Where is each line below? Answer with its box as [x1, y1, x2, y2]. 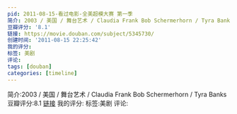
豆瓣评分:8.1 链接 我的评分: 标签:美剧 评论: [7, 98, 129, 107]
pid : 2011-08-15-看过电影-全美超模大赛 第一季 [7, 10, 133, 18]
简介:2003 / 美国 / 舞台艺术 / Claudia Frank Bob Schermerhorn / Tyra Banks [7, 90, 227, 98]
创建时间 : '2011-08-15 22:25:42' [7, 37, 102, 44]
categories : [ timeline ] [7, 69, 78, 76]
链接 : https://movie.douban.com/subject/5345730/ [7, 30, 154, 38]
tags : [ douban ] [7, 63, 52, 70]
